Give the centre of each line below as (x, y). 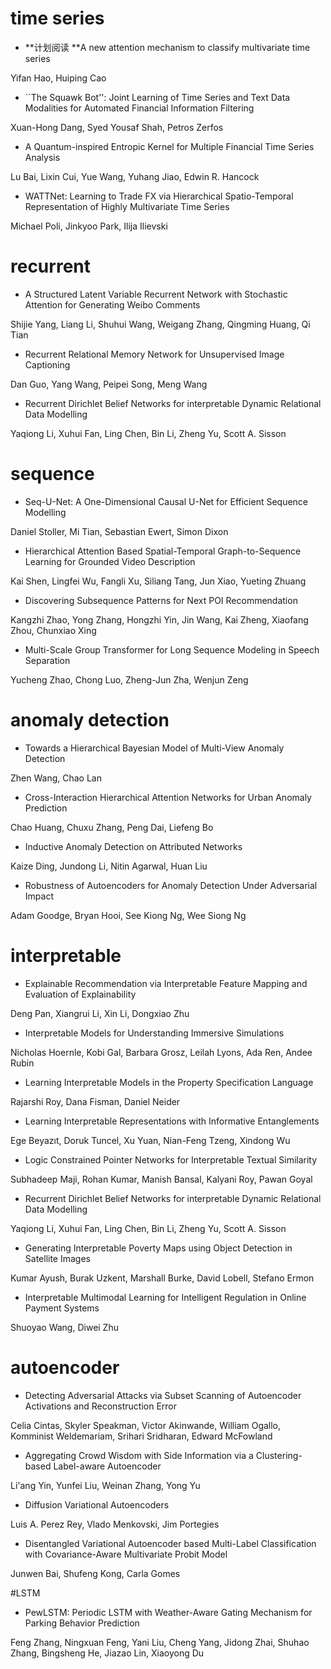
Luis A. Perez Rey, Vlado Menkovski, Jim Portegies (115, 1524)
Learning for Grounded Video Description (110, 561)
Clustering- (279, 1455)
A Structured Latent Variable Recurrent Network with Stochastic (156, 294)
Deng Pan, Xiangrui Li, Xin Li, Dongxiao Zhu (100, 1013)
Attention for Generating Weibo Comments (112, 304)
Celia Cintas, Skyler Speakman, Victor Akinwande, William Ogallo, (146, 1425)
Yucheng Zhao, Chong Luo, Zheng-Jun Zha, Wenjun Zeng (129, 679)
